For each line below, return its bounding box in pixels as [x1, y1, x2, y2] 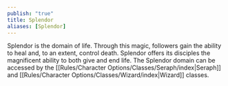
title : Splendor [7, 17, 54, 23]
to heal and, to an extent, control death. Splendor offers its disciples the [7, 49, 211, 57]
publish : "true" [7, 10, 54, 17]
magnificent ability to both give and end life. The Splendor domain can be [7, 56, 216, 65]
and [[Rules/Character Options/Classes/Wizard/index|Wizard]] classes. [7, 71, 209, 79]
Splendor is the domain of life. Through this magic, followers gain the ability [7, 42, 222, 50]
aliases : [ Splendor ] [7, 23, 67, 30]
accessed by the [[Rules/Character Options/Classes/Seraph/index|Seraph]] [7, 63, 222, 72]
